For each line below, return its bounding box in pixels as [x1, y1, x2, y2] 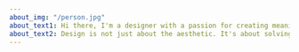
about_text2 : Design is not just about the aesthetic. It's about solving [9, 29, 293, 38]
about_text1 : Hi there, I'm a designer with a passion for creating [9, 21, 269, 30]
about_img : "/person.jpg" [9, 12, 105, 22]
